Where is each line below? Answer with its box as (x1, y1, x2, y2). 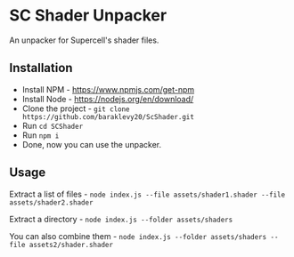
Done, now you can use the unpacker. (21, 139, 162, 149)
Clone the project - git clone (21, 103, 131, 114)
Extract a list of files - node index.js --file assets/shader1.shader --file (9, 189, 286, 199)
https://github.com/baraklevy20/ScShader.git (21, 112, 194, 121)
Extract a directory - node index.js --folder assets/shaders (9, 213, 233, 224)
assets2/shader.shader (29, 240, 114, 249)
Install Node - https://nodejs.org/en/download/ (21, 93, 194, 104)
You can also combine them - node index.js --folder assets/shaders (9, 230, 267, 241)
